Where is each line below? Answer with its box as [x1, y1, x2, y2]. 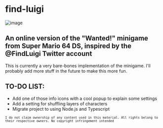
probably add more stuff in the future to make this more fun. [5, 68, 127, 74]
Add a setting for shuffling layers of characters [12, 100, 108, 107]
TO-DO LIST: [5, 83, 45, 91]
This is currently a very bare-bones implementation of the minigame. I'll [5, 63, 151, 69]
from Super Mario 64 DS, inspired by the [5, 42, 132, 50]
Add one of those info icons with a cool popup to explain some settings [12, 95, 157, 101]
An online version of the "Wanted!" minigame [5, 34, 148, 43]
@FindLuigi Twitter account [5, 49, 92, 58]
